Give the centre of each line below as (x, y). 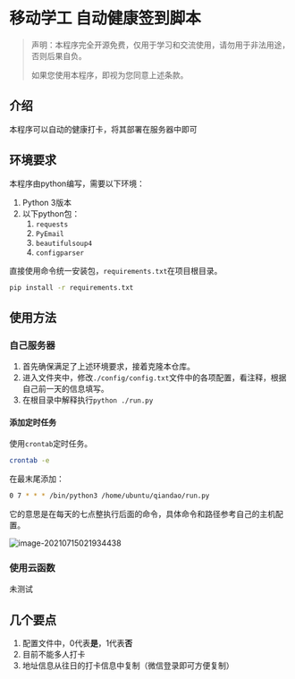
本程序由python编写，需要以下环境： (77, 183)
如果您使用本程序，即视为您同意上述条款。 (110, 75)
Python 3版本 (46, 202)
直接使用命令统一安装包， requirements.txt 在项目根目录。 (116, 270)
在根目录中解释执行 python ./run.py (88, 400)
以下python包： (51, 213)
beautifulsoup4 (63, 243)
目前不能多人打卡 (54, 655)
